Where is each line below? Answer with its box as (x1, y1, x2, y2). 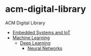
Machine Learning (12, 35, 50, 41)
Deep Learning (19, 40, 51, 46)
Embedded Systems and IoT (12, 29, 71, 35)
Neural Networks (27, 45, 62, 51)
